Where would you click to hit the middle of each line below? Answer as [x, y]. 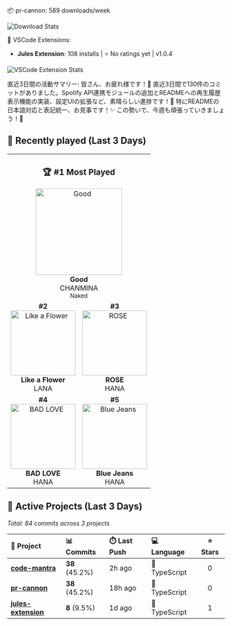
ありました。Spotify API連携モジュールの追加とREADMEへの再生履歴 [123, 92]
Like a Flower [43, 379]
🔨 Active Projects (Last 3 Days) [75, 507]
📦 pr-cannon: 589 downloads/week [59, 10]
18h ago [123, 588]
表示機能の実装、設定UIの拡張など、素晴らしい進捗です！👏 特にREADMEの [113, 101]
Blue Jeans [115, 473]
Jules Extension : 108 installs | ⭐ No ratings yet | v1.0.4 [95, 54]
